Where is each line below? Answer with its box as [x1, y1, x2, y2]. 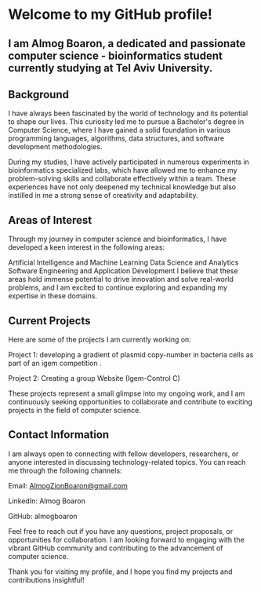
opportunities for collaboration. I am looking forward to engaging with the [8, 535, 245, 544]
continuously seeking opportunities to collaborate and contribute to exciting [8, 397, 253, 407]
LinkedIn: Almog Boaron [8, 496, 86, 506]
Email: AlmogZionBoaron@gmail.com [8, 481, 128, 490]
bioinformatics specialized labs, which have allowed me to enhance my [8, 166, 237, 175]
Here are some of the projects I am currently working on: [8, 335, 192, 345]
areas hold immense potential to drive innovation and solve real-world [8, 275, 234, 284]
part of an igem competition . [8, 359, 102, 368]
